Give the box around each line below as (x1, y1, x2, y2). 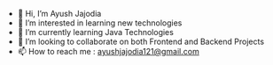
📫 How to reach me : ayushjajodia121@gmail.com (17, 47, 199, 56)
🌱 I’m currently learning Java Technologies (17, 27, 175, 37)
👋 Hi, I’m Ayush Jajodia (17, 9, 102, 18)
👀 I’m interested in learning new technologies (17, 18, 183, 28)
